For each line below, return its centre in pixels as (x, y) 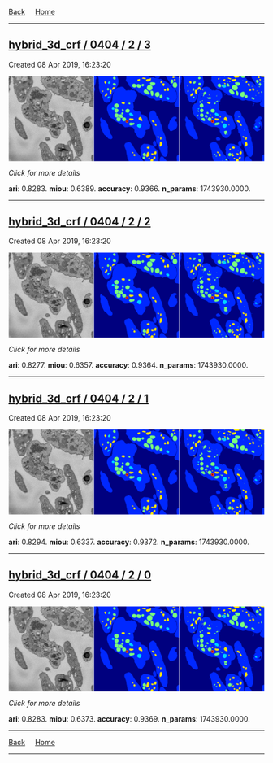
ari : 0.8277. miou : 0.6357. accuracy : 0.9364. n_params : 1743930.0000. (128, 365)
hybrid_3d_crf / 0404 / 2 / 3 (80, 45)
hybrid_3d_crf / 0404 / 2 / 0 (80, 576)
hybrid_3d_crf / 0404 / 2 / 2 (80, 222)
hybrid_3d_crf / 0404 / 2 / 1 (78, 398)
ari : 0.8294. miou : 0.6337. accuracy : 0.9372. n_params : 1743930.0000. (129, 542)
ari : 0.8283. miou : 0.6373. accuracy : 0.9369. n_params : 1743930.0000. (129, 718)
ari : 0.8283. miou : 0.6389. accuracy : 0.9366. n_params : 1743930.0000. (130, 188)
